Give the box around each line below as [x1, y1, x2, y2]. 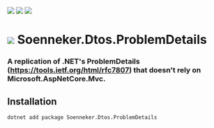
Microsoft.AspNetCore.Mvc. [7, 74, 106, 83]
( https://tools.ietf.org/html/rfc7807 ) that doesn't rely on [7, 65, 201, 75]
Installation [7, 95, 57, 107]
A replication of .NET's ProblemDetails [7, 56, 141, 66]
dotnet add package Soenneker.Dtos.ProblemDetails [7, 113, 158, 121]
